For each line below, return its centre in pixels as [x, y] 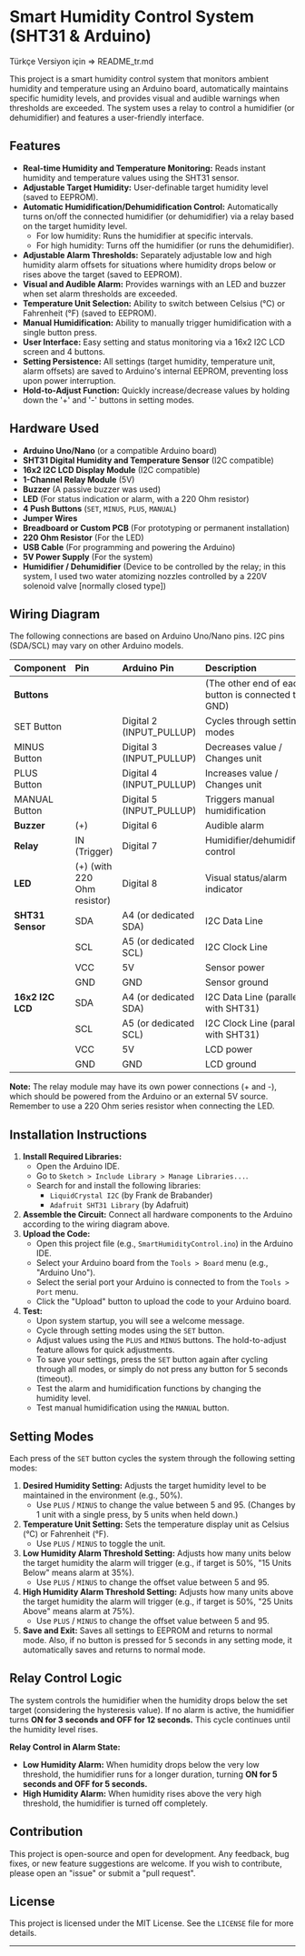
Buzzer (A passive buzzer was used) [92, 489]
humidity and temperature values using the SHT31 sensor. [131, 177]
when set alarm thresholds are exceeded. [100, 294]
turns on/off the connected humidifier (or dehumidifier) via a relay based [158, 216]
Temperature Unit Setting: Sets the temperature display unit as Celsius [156, 1524]
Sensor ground [237, 982]
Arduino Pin [148, 668]
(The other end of [243, 684]
